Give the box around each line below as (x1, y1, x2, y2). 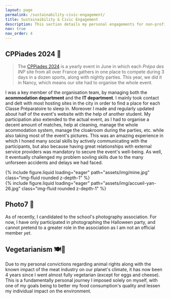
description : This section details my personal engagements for (5, 21, 144, 27)
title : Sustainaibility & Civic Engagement (5, 17, 99, 22)
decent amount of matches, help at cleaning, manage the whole (5, 121, 138, 127)
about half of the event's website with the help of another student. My (5, 111, 151, 117)
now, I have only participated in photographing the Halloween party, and (5, 219, 156, 225)
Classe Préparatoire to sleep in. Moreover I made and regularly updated (5, 105, 154, 112)
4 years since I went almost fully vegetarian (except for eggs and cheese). (5, 272, 160, 278)
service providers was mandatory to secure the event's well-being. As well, (5, 148, 162, 155)
